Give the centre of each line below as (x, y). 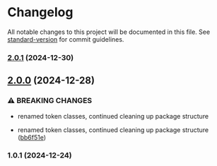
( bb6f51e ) (32, 137)
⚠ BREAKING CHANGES (50, 101)
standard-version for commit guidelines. (66, 39)
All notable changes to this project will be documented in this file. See (109, 32)
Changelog (40, 12)
